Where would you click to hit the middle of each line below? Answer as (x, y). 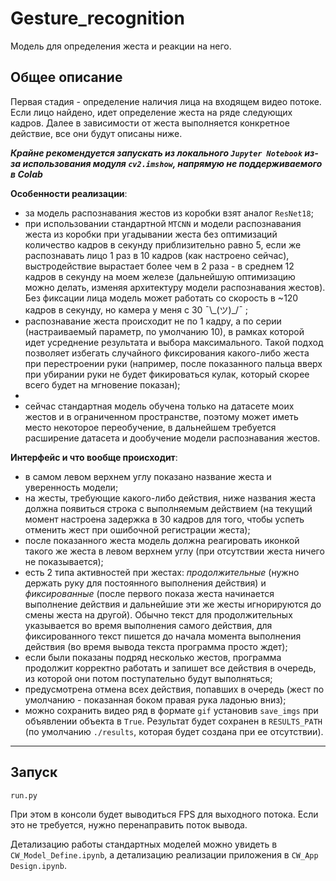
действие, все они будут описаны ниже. (96, 133)
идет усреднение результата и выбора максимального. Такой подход (174, 342)
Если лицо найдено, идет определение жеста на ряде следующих (151, 112)
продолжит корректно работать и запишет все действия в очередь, (170, 668)
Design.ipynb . (38, 865)
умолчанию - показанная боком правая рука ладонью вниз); (155, 699)
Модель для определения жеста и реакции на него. (121, 46)
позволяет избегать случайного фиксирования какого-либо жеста (167, 353)
